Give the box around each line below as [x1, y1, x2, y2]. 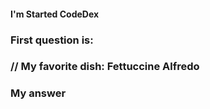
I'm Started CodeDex [10, 8, 100, 20]
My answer [10, 86, 67, 100]
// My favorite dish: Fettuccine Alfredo [10, 60, 200, 74]
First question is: [10, 33, 94, 47]
